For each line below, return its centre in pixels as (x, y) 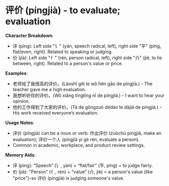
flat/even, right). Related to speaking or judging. (62, 52)
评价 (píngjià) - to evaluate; (63, 10)
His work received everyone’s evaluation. (56, 113)
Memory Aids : (21, 155)
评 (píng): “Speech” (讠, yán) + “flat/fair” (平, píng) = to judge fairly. (83, 165)
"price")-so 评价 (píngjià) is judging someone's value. (68, 178)
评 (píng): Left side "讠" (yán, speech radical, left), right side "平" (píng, (87, 46)
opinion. (21, 101)
